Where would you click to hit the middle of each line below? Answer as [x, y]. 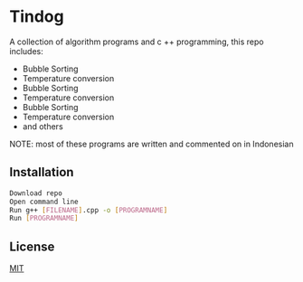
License [32, 246]
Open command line [44, 202]
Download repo [36, 193]
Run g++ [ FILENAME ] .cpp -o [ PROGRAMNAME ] [89, 210]
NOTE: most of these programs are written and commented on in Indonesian [151, 144]
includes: [26, 51]
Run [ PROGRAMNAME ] [44, 219]
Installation [42, 172]
